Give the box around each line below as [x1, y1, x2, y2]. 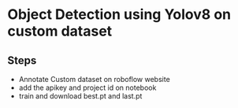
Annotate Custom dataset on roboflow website [18, 75, 170, 84]
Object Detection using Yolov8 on [7, 6, 232, 24]
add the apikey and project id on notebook [18, 83, 157, 92]
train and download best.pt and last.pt [18, 91, 143, 100]
